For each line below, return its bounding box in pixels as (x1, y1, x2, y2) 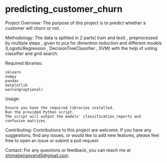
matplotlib (5, 83, 28, 88)
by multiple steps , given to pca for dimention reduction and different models (5, 40, 162, 46)
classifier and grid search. (5, 51, 59, 56)
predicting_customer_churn (5, 3, 123, 15)
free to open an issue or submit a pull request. (5, 137, 99, 143)
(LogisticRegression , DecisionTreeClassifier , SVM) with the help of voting (5, 45, 158, 51)
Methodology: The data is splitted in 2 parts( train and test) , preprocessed (5, 35, 158, 41)
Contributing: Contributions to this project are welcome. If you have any (5, 127, 152, 133)
